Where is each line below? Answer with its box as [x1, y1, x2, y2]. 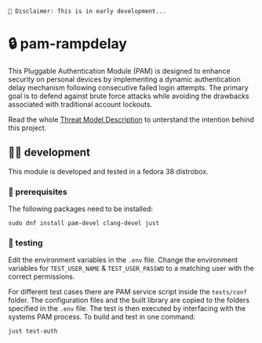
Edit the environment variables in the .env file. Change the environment [8, 255, 238, 265]
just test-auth [8, 327, 58, 335]
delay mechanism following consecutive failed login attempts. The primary [8, 82, 249, 92]
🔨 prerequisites [8, 186, 68, 197]
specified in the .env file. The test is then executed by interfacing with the [8, 304, 246, 313]
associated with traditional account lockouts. [8, 99, 153, 109]
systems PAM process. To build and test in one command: [8, 312, 196, 322]
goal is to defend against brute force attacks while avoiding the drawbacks [8, 91, 249, 100]
